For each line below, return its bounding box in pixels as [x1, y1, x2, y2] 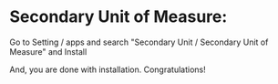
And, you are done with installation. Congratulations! [9, 64, 207, 75]
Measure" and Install [9, 46, 88, 57]
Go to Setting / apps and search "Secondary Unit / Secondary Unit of [9, 37, 269, 47]
